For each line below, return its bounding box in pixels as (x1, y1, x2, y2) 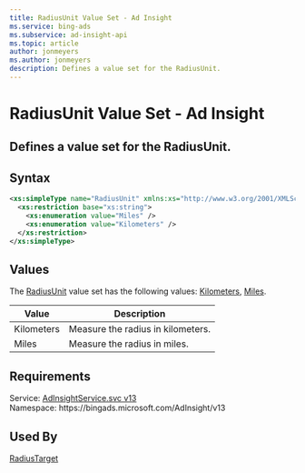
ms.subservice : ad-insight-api (9, 30, 128, 39)
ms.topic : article (9, 38, 79, 48)
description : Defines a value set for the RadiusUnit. (9, 65, 221, 74)
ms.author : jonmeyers (9, 55, 92, 65)
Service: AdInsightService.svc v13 (9, 393, 137, 404)
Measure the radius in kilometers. (68, 323, 212, 336)
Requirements (9, 368, 91, 384)
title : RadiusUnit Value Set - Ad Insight (9, 13, 172, 23)
